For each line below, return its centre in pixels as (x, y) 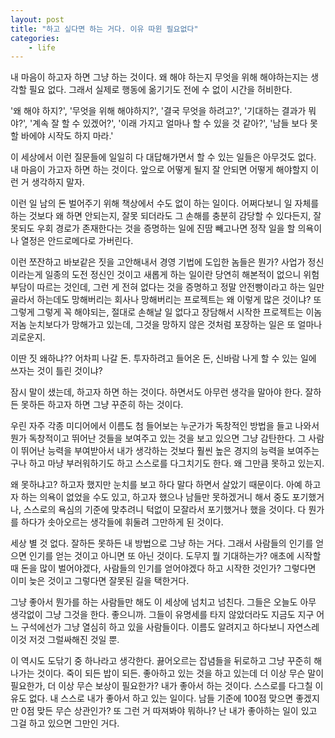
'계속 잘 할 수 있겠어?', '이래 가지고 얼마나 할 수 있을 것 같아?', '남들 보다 (168, 123)
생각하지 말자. (58, 182)
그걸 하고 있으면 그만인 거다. (65, 723)
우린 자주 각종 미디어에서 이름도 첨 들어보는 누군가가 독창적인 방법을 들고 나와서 (165, 426)
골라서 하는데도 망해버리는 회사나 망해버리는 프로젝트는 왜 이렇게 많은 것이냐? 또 (166, 300)
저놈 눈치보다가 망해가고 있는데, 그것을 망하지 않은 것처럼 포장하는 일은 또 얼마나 (166, 325)
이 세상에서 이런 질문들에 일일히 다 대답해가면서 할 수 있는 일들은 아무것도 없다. (163, 157)
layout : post (37, 19)
